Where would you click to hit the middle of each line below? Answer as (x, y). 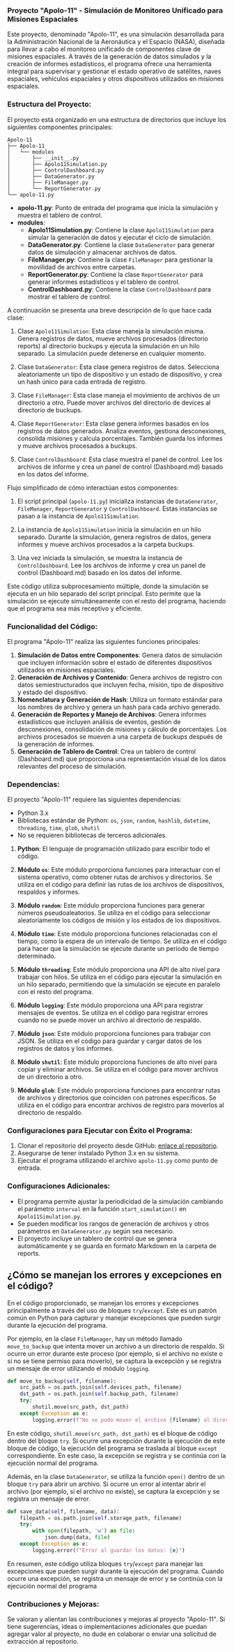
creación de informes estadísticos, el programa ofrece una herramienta (110, 64)
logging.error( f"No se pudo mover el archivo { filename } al (121, 1420)
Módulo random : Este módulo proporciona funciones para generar (111, 906)
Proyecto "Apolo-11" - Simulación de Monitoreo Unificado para (115, 10)
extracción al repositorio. (43, 1642)
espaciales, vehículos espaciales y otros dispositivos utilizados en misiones (116, 79)
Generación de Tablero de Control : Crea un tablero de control (107, 751)
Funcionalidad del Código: (53, 626)
